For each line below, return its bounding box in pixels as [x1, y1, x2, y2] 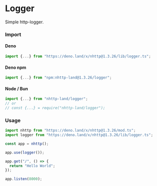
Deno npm [5, 64, 27, 70]
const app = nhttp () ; [5, 141, 49, 146]
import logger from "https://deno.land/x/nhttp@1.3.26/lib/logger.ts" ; [5, 133, 153, 137]
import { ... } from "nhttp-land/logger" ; [5, 97, 88, 101]
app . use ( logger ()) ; [5, 150, 45, 155]
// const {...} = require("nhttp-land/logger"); [5, 105, 105, 110]
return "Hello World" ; [9, 163, 55, 168]
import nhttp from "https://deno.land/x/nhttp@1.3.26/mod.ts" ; [5, 128, 136, 133]
